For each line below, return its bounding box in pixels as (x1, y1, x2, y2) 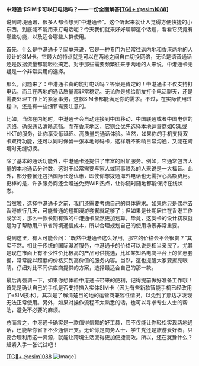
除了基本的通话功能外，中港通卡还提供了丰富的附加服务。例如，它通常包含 (6, 158, 188, 165)
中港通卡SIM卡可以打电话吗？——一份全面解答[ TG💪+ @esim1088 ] (6, 6, 169, 12)
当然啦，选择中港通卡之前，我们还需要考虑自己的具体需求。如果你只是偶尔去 (6, 200, 193, 207)
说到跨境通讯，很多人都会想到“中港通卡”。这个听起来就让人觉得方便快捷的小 (6, 18, 192, 25)
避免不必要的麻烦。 (16, 306, 63, 313)
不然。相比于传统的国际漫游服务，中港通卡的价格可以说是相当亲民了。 (11, 242, 182, 249)
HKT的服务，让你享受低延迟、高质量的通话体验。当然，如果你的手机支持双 (6, 130, 188, 137)
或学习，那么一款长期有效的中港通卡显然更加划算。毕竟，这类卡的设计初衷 (6, 214, 188, 221)
